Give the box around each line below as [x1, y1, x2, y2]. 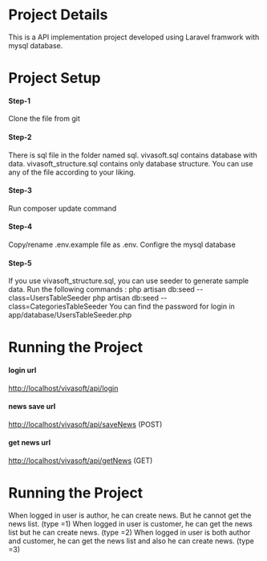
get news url [8, 438, 51, 448]
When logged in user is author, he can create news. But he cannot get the [8, 510, 252, 520]
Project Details [8, 6, 108, 24]
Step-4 [8, 222, 33, 231]
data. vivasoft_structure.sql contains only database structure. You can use [8, 158, 253, 168]
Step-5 [8, 258, 32, 268]
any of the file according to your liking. [8, 167, 136, 177]
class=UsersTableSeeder [8, 293, 91, 303]
